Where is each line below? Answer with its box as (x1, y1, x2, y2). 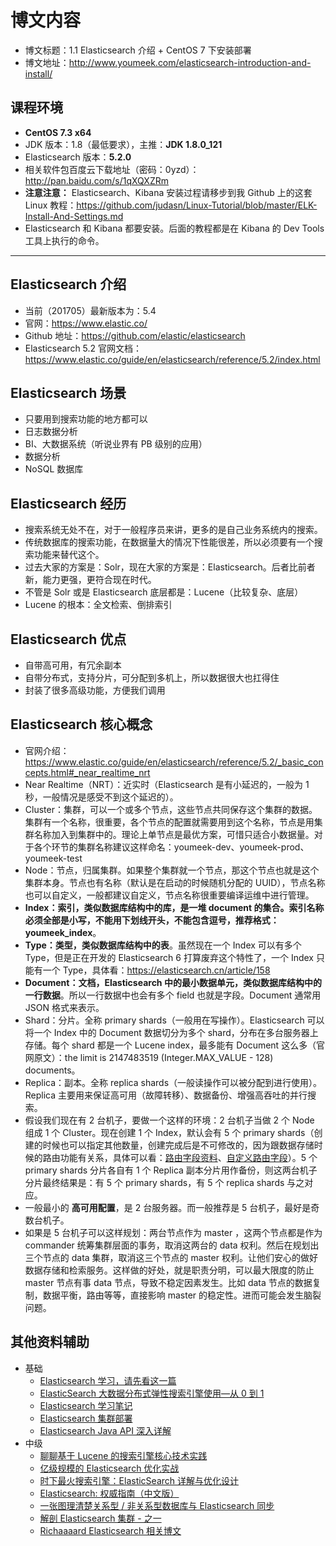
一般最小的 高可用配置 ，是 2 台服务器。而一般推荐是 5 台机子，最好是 (24, 1201, 312, 1213)
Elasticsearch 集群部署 (39, 1412, 133, 1424)
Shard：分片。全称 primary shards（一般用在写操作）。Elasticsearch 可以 (24, 1014, 325, 1026)
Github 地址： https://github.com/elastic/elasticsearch (24, 329, 246, 341)
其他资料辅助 (10, 1334, 90, 1351)
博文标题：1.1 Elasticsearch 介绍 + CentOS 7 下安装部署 (24, 44, 252, 56)
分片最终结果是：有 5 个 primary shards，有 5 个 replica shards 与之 (24, 1176, 305, 1188)
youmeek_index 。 (24, 926, 102, 938)
